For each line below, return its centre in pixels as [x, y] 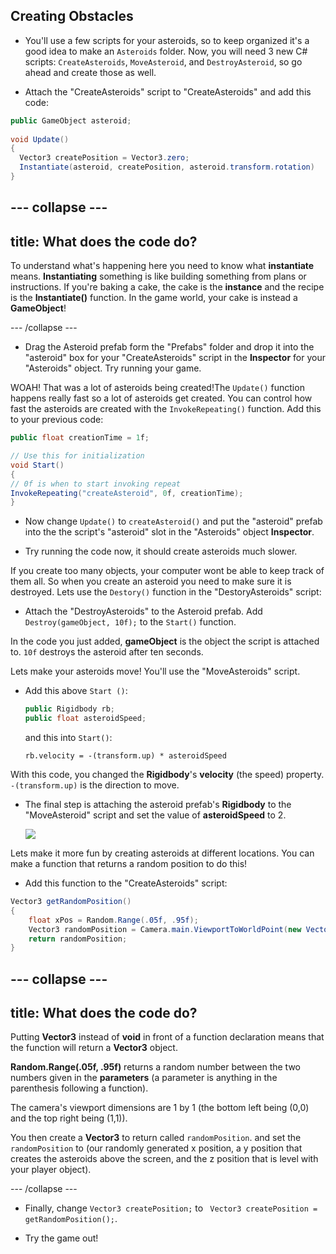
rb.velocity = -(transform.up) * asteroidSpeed [125, 756]
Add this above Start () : [76, 691]
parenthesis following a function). [79, 1088]
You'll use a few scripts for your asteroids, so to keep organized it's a [167, 40]
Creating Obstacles [72, 16]
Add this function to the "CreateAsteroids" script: [126, 883]
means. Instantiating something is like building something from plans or [158, 276]
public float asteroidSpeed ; [85, 719]
